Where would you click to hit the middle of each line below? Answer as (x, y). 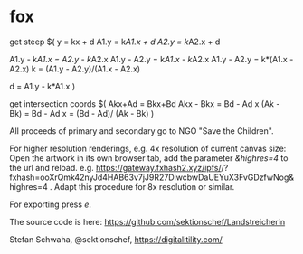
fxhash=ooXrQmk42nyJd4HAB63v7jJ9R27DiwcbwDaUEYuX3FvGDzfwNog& (152, 177)
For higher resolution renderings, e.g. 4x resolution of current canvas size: (148, 148)
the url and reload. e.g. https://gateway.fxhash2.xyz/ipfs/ (115, 167)
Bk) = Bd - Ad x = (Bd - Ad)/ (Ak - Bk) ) (82, 113)
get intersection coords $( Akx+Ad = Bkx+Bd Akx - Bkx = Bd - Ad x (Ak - (145, 103)
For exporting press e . (51, 204)
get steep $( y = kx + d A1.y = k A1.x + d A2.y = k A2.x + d (115, 42)
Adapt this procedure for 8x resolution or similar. (144, 186)
